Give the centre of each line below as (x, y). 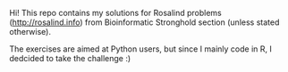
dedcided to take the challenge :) (70, 58)
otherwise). (30, 32)
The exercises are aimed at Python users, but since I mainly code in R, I (141, 49)
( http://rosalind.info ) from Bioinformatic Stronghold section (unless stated (144, 22)
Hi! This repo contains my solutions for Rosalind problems (115, 13)
